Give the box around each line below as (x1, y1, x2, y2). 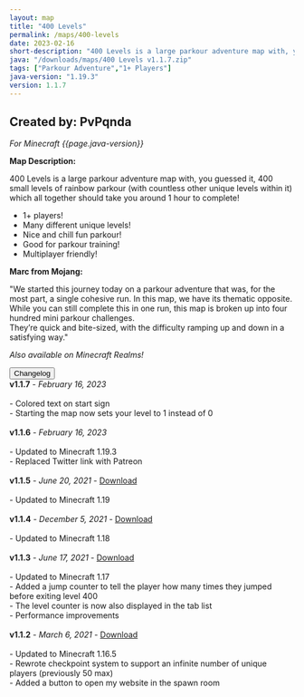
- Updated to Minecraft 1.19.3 (9, 446, 118, 458)
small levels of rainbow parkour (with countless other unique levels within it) (9, 183, 292, 194)
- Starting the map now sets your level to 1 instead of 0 (9, 408, 214, 419)
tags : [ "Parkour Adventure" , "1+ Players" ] (9, 64, 172, 73)
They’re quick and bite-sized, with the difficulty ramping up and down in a (9, 323, 285, 334)
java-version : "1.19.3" (9, 73, 100, 82)
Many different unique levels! (22, 219, 131, 231)
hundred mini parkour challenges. (9, 313, 136, 324)
